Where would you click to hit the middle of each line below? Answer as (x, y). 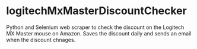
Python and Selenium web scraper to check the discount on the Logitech (95, 27)
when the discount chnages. (41, 40)
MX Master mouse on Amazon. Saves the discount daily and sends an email (99, 33)
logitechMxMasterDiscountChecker (96, 11)
